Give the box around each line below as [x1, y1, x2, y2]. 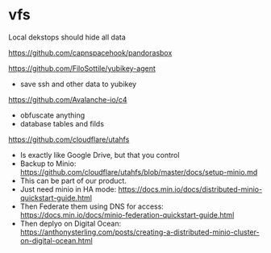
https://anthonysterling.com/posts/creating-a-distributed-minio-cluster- [19, 227, 260, 237]
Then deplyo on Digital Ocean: [19, 218, 122, 228]
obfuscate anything [19, 110, 85, 120]
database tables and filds [19, 118, 105, 128]
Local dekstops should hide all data [8, 32, 127, 42]
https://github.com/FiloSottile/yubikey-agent [8, 63, 156, 73]
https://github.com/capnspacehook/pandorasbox [8, 48, 173, 57]
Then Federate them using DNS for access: [19, 201, 164, 211]
